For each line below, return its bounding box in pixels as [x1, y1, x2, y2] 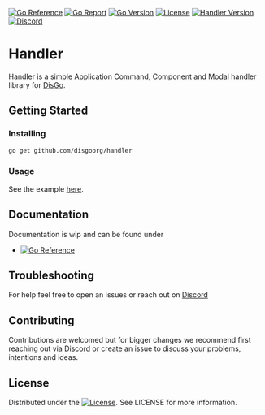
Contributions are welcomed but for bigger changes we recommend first [8, 335, 252, 345]
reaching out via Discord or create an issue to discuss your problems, [8, 344, 241, 353]
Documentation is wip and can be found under [8, 229, 164, 239]
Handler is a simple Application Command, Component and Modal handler [8, 71, 257, 81]
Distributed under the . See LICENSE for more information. [8, 398, 237, 408]
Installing [8, 128, 46, 140]
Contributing [8, 313, 75, 327]
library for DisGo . [8, 80, 66, 89]
